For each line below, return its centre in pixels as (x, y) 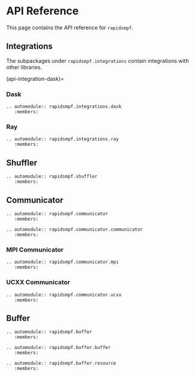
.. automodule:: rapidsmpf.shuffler (52, 177)
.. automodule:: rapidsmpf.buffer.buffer (59, 348)
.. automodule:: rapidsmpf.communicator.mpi (63, 262)
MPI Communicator (35, 249)
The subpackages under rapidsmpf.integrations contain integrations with (98, 60)
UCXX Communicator (38, 282)
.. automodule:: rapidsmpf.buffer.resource (61, 363)
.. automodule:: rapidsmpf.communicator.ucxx (64, 295)
